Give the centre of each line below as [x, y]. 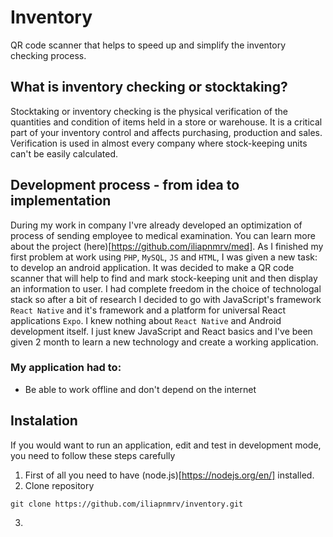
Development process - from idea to [125, 185]
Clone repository [59, 485]
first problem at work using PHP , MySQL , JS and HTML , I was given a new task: [164, 257]
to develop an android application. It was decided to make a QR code [152, 267]
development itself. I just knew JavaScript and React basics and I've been [161, 331]
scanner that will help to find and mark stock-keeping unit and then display [164, 278]
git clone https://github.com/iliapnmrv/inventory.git [127, 504]
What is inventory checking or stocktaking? [149, 87]
